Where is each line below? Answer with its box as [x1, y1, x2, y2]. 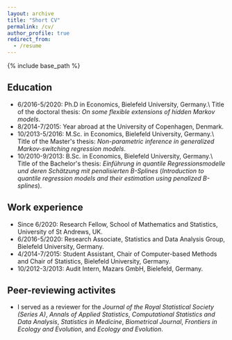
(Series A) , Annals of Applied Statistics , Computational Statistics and [17, 310, 215, 318]
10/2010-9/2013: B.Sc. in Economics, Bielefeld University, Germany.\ [17, 152, 213, 160]
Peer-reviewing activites [7, 284, 116, 296]
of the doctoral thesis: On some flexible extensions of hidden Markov [17, 107, 215, 115]
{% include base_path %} [7, 62, 81, 70]
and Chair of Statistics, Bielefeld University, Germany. [17, 257, 171, 265]
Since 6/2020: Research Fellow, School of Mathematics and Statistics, [17, 220, 218, 228]
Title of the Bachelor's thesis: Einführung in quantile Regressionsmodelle [17, 159, 226, 168]
